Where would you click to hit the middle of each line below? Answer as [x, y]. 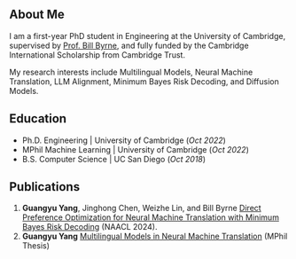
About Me [37, 15]
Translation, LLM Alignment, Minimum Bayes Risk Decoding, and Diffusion [144, 81]
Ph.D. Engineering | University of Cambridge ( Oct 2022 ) [124, 140]
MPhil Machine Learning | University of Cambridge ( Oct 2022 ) [136, 149]
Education [38, 119]
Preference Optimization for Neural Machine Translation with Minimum [150, 217]
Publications [45, 187]
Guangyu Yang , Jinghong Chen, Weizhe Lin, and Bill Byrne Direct [141, 208]
